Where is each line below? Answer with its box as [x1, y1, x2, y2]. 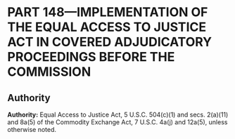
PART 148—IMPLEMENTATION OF [7, 4, 208, 20]
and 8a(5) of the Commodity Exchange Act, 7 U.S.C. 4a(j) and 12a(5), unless [7, 118, 228, 126]
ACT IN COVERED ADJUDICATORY [7, 34, 212, 50]
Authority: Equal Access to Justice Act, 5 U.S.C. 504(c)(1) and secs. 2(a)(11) [7, 110, 229, 119]
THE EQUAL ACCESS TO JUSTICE [7, 19, 207, 35]
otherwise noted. [7, 126, 57, 133]
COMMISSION [7, 64, 91, 80]
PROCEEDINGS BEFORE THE [7, 49, 175, 65]
